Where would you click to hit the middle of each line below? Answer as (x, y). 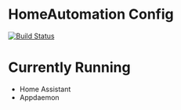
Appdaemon (40, 97)
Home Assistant (45, 89)
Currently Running (69, 67)
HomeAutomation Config (91, 14)
